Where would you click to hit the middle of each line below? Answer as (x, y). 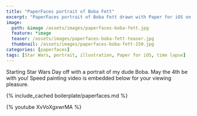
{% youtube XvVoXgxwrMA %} (44, 107)
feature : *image (31, 33)
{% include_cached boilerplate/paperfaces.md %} (67, 95)
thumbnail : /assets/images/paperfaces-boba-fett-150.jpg (83, 45)
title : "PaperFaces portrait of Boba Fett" (60, 11)
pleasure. (18, 84)
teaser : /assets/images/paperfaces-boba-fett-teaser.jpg (83, 39)
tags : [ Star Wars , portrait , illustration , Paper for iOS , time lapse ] (96, 55)
